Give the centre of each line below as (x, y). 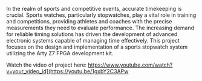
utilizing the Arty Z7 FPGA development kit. (60, 53)
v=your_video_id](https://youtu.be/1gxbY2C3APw (67, 71)
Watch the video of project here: (47, 65)
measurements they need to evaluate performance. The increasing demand (100, 28)
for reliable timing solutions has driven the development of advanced (92, 34)
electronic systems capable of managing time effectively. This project (93, 40)
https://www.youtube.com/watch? (130, 65)
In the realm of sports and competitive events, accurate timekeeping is (94, 9)
